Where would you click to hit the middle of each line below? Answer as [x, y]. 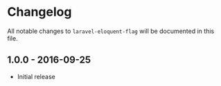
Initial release [36, 76]
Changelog [39, 12]
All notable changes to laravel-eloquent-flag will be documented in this [111, 31]
